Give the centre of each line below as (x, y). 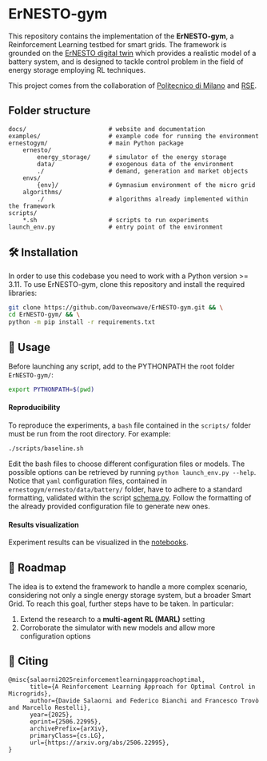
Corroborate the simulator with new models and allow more (118, 628)
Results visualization (44, 524)
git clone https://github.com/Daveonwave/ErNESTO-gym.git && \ (116, 307)
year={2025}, (51, 715)
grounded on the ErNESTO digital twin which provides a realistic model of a (132, 53)
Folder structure (50, 111)
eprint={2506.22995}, (66, 721)
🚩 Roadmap (37, 567)
